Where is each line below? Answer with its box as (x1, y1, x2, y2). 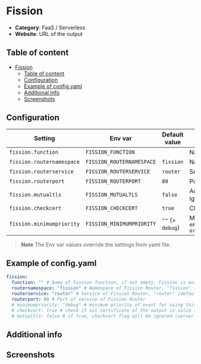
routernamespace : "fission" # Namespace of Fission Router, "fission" (11, 285, 191, 291)
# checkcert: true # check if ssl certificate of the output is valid (11, 307, 191, 313)
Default (162, 130, 184, 139)
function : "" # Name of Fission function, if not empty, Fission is (11, 280, 186, 286)
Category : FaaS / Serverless (14, 24, 86, 31)
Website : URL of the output (14, 30, 83, 37)
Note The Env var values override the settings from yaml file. (20, 241, 172, 248)
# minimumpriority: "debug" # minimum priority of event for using (11, 302, 184, 308)
